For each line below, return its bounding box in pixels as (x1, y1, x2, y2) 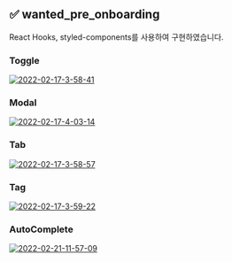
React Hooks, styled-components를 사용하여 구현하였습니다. (9, 31, 224, 42)
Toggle (9, 54, 40, 66)
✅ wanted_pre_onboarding (9, 7, 160, 22)
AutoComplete (9, 223, 73, 235)
